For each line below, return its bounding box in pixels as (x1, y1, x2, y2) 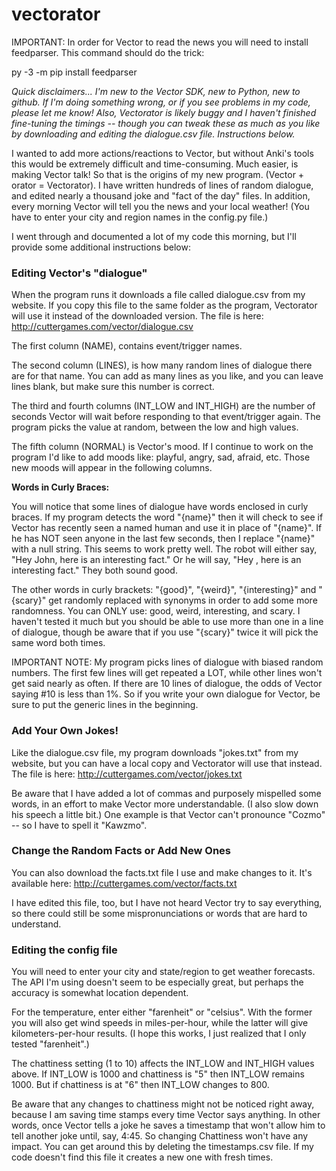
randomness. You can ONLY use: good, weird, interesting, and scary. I (11, 605, 301, 617)
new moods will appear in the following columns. (11, 462, 213, 474)
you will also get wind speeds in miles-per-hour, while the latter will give (11, 1017, 309, 1029)
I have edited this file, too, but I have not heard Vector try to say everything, (11, 896, 323, 908)
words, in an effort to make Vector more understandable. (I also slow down (11, 798, 319, 810)
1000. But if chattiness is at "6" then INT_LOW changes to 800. (11, 1079, 270, 1091)
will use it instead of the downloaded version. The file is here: (11, 310, 264, 322)
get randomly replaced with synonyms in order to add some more (48, 594, 318, 607)
